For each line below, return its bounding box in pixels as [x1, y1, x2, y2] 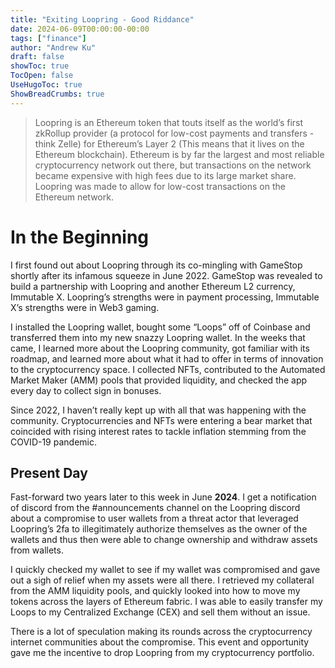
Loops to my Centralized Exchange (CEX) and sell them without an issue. [10, 606, 311, 618]
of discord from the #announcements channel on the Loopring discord [10, 502, 301, 514]
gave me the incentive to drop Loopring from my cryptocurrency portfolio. [10, 647, 315, 659]
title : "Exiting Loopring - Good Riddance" [10, 14, 195, 25]
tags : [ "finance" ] [10, 33, 87, 43]
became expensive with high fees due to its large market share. [34, 169, 297, 181]
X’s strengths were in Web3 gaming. [10, 301, 160, 313]
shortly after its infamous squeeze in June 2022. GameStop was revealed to [10, 269, 323, 281]
